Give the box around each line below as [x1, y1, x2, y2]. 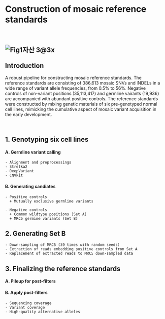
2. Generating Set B [5, 229, 66, 238]
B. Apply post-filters [5, 289, 48, 295]
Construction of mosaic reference [5, 3, 147, 15]
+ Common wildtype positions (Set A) [9, 211, 87, 217]
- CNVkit [5, 173, 23, 178]
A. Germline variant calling [5, 149, 61, 155]
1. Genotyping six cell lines [5, 135, 89, 144]
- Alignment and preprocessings [5, 160, 71, 165]
